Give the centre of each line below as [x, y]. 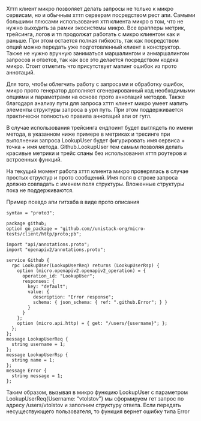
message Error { [26, 371]
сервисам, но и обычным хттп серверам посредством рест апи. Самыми [101, 15]
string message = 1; [37, 376]
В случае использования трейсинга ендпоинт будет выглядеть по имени [100, 128]
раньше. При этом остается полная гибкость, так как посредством [92, 41]
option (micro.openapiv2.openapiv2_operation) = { [82, 271]
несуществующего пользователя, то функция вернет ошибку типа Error [98, 411]
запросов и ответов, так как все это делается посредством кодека [92, 60]
